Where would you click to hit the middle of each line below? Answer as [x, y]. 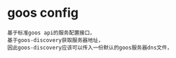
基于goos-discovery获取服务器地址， [55, 40]
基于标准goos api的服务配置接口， [51, 33]
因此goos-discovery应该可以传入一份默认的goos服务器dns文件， [90, 48]
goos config [43, 13]
